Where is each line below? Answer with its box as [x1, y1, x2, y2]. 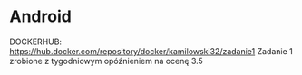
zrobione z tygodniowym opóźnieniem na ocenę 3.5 [9, 55, 204, 66]
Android [9, 6, 73, 27]
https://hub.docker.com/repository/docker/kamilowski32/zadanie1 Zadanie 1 [9, 45, 293, 56]
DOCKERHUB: [9, 36, 62, 47]
